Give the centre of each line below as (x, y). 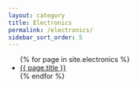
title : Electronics (40, 23)
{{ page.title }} (43, 68)
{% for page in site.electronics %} (75, 60)
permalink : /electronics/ (50, 30)
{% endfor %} (42, 76)
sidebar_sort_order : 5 (45, 37)
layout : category (37, 15)
